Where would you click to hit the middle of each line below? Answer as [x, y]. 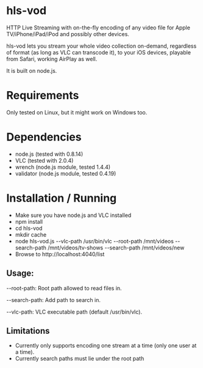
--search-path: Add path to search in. [53, 300]
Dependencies [44, 137]
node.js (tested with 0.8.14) [49, 154]
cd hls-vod [29, 228]
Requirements [43, 96]
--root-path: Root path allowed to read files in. [64, 288]
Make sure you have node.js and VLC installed [73, 215]
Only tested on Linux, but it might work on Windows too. [77, 112]
